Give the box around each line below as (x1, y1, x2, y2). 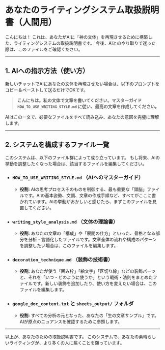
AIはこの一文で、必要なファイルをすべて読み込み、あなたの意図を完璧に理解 (5, 114, 160, 120)
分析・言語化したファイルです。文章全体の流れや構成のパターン (28, 237, 157, 243)
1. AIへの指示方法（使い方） (5, 67, 89, 75)
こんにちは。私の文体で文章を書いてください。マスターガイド (17, 97, 142, 103)
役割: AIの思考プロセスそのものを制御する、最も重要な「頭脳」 (19, 186, 147, 192)
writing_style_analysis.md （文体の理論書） (12, 218, 118, 225)
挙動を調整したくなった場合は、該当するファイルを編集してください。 (5, 160, 147, 166)
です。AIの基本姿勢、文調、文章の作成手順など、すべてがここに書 (24, 192, 156, 198)
